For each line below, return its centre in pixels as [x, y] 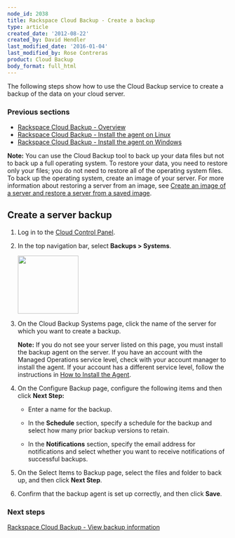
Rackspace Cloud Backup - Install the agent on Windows [100, 142]
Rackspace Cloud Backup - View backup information [83, 527]
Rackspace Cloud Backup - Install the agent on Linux [94, 134]
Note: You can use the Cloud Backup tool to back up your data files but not [116, 155]
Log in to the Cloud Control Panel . [66, 232]
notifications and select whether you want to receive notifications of [126, 451]
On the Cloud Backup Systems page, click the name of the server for [117, 324]
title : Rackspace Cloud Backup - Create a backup [81, 20]
